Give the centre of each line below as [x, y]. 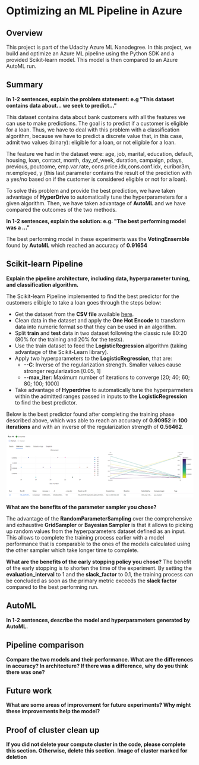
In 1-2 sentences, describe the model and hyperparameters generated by [98, 620]
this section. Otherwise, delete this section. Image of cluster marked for [97, 751]
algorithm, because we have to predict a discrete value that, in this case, [95, 136]
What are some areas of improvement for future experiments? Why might [99, 705]
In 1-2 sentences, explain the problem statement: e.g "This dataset [90, 99]
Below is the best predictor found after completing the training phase [91, 414]
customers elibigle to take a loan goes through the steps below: [84, 302]
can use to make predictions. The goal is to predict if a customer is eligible [97, 123]
